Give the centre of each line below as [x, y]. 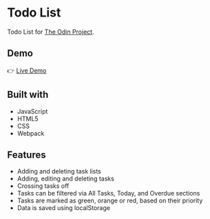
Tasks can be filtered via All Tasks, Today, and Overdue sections [108, 194]
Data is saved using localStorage [63, 208]
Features [27, 155]
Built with [28, 95]
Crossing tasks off [43, 186]
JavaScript [32, 111]
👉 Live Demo [27, 70]
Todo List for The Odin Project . [51, 32]
